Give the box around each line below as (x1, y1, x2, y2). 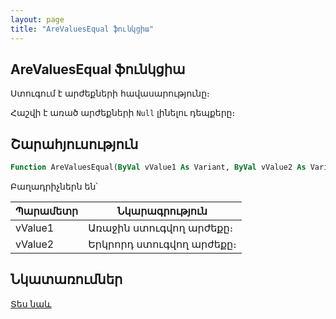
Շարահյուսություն (10, 136, 139, 153)
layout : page (10, 14, 65, 25)
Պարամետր (15, 204, 79, 218)
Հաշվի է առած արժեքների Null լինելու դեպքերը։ (10, 107, 236, 119)
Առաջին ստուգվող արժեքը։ (88, 221, 234, 235)
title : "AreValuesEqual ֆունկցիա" (10, 24, 155, 34)
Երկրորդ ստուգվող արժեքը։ (88, 237, 237, 251)
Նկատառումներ (10, 271, 123, 288)
